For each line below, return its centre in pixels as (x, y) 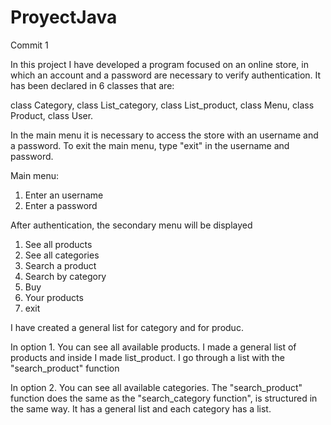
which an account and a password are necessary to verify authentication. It (166, 75)
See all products (58, 244)
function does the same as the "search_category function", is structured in (164, 398)
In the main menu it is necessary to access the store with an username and (164, 135)
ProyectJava (64, 17)
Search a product (60, 265)
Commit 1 (29, 45)
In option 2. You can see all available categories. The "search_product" (156, 387)
